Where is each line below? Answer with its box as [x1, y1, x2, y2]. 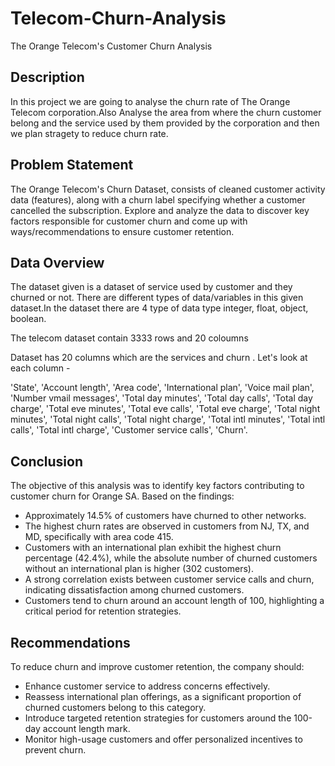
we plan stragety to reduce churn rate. [10, 127, 169, 139]
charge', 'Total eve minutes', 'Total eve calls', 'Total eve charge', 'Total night [10, 403, 321, 415]
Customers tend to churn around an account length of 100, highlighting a [24, 595, 325, 607]
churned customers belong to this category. [24, 702, 207, 713]
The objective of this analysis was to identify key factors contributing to [10, 480, 305, 492]
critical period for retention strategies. [24, 605, 182, 617]
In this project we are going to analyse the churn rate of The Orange [10, 95, 291, 107]
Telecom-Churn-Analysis [10, 7, 227, 30]
